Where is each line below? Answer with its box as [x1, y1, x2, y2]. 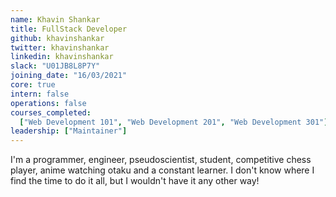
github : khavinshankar [10, 33, 105, 43]
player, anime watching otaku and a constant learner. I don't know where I [10, 164, 315, 176]
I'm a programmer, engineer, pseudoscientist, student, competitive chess [10, 154, 312, 166]
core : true [10, 80, 56, 90]
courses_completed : [10, 107, 92, 118]
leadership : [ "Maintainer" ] [10, 126, 128, 136]
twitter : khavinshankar [10, 42, 110, 53]
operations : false [10, 98, 87, 108]
